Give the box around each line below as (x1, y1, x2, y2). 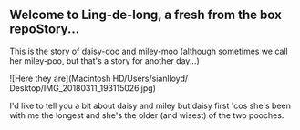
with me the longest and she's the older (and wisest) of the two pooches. (9, 109, 284, 121)
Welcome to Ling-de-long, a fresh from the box (9, 7, 283, 23)
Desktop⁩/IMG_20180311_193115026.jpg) (9, 82, 157, 94)
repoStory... (9, 22, 80, 37)
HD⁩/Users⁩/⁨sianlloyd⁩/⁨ (112, 73, 189, 84)
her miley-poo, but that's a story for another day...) (9, 55, 200, 66)
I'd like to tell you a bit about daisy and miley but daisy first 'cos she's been (9, 100, 292, 111)
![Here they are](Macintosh (9, 73, 111, 84)
